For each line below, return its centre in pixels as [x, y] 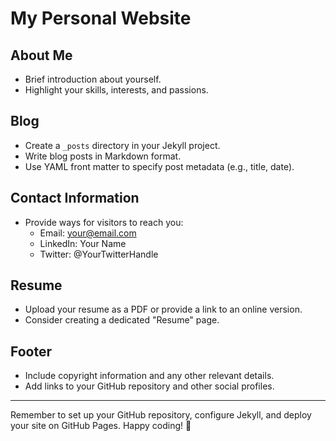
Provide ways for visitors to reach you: [104, 222]
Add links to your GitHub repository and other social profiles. [149, 386]
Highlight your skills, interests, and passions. [116, 90]
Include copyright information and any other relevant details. [149, 376]
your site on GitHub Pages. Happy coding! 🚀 [101, 426]
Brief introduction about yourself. [93, 79]
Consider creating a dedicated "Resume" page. [122, 320]
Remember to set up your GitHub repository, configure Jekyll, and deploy [161, 415]
